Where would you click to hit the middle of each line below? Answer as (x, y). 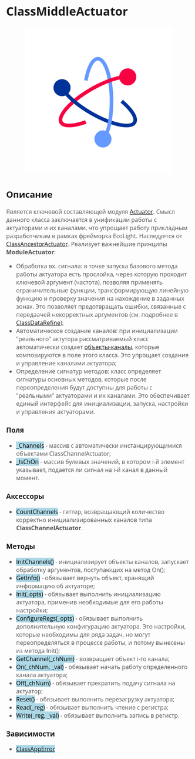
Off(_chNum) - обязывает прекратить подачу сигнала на (96, 683)
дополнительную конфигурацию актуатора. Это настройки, (101, 626)
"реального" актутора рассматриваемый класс (82, 339)
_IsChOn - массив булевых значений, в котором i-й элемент (100, 462)
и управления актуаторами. (56, 412)
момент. (28, 478)
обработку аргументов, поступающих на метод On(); (91, 570)
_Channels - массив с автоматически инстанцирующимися (99, 445)
